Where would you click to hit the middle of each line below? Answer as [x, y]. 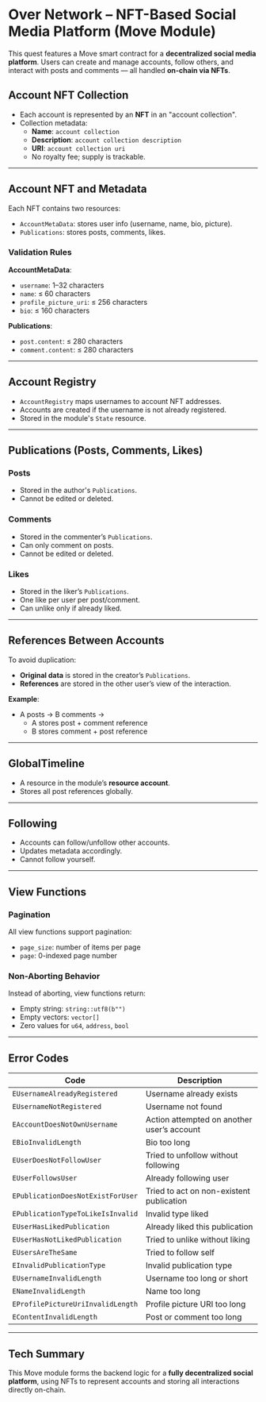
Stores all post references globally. [76, 791]
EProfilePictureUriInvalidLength [75, 1304]
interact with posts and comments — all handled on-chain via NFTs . [120, 70]
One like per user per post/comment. [80, 599]
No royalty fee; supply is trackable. [89, 156]
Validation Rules [40, 252]
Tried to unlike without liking [198, 1240]
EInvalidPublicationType [59, 1265]
